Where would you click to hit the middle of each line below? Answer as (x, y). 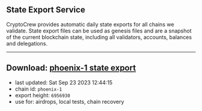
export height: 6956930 (42, 95)
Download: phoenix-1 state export (71, 68)
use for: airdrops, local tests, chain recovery (69, 101)
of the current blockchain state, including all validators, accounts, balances (99, 37)
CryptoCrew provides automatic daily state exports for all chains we (90, 24)
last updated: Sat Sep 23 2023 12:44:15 (64, 82)
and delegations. (27, 43)
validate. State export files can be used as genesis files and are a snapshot (99, 31)
